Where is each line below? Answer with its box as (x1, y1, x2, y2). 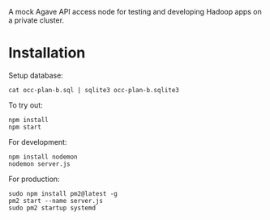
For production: (8, 174, 60, 184)
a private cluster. (8, 15, 65, 25)
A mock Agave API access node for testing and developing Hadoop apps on (8, 7, 262, 16)
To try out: (8, 100, 43, 110)
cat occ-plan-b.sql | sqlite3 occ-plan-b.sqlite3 (8, 86, 180, 94)
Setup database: (8, 70, 63, 80)
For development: (8, 137, 67, 146)
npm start (8, 123, 42, 131)
